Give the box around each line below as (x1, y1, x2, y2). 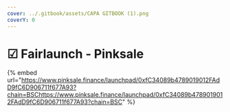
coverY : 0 (7, 16, 36, 23)
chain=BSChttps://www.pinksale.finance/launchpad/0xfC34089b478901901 (7, 91, 223, 99)
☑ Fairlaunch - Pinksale (7, 46, 144, 62)
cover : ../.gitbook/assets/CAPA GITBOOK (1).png (7, 10, 149, 17)
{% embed (7, 69, 38, 77)
